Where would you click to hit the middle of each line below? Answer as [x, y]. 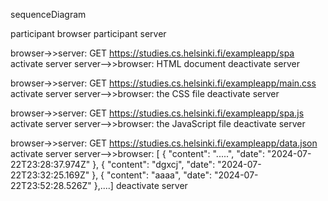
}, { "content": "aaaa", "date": [151, 175]
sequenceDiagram [48, 14]
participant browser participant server [88, 33]
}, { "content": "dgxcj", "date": [154, 164]
